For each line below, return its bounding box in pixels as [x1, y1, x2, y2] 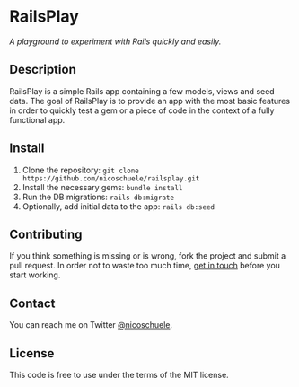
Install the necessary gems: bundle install [22, 181, 183, 192]
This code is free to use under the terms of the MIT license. [9, 370, 229, 380]
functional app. [9, 114, 66, 125]
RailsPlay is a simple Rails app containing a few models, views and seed [9, 85, 276, 96]
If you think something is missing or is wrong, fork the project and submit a [9, 251, 286, 261]
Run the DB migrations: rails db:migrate [22, 191, 175, 202]
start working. [9, 269, 61, 280]
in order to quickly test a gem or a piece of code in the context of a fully [9, 105, 275, 116]
